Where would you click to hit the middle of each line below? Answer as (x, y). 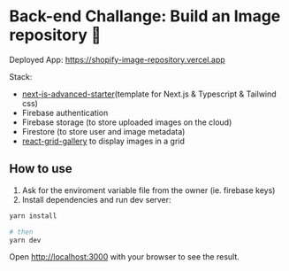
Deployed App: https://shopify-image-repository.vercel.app (117, 59)
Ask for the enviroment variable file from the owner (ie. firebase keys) (148, 190)
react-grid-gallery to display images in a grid (103, 141)
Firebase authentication (65, 112)
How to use (41, 169)
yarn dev (25, 240)
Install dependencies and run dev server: (96, 199)
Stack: (21, 76)
